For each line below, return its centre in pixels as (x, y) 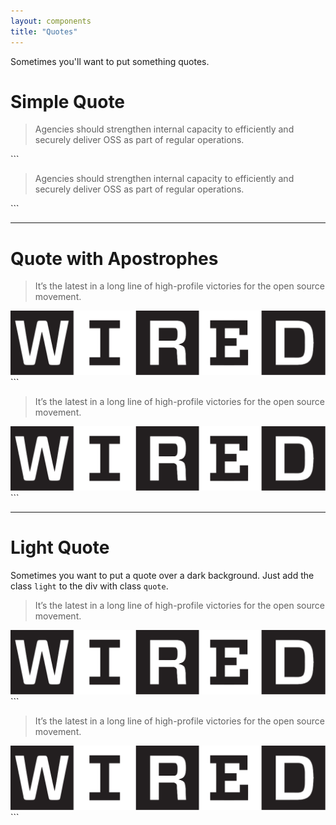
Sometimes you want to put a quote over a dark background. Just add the (162, 576)
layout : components (51, 21)
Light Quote (60, 547)
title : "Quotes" (44, 31)
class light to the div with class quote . (89, 586)
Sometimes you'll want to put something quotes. (110, 61)
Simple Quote (68, 101)
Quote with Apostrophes (114, 258)
